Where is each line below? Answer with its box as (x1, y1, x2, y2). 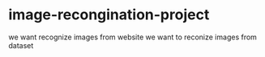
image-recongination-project (8, 6, 210, 24)
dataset (8, 40, 34, 50)
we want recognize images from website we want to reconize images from (8, 32, 258, 42)
